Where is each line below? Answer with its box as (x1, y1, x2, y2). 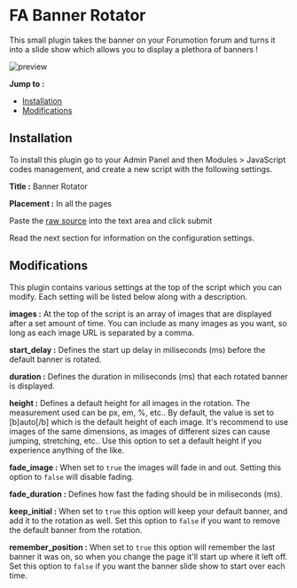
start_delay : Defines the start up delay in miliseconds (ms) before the (9, 344, 266, 355)
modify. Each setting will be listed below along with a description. (9, 291, 248, 302)
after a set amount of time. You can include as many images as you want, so (9, 318, 288, 328)
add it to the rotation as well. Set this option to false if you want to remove (9, 515, 281, 526)
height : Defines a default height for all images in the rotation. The (9, 397, 251, 408)
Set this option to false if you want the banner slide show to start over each (9, 561, 285, 571)
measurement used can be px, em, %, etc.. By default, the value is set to (9, 407, 275, 418)
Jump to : (9, 78, 45, 89)
